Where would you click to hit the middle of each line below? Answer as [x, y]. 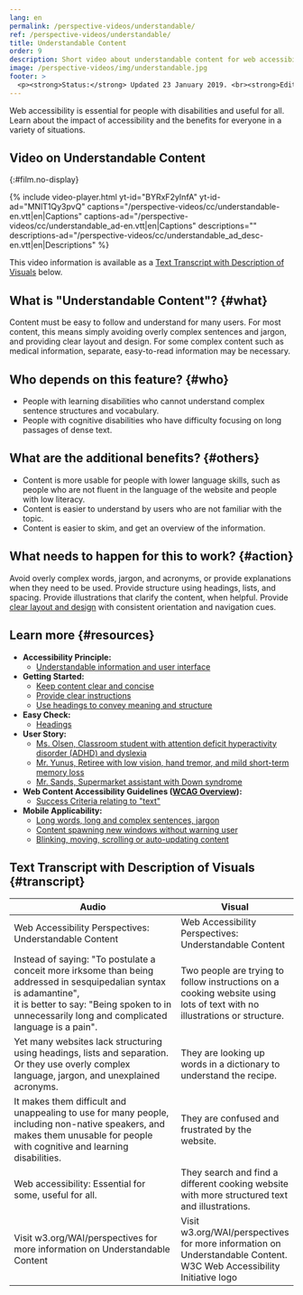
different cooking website [234, 1184]
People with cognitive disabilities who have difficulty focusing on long [152, 421]
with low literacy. [54, 499]
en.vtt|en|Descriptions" [53, 245]
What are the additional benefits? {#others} [134, 458]
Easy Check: [46, 715]
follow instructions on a [230, 982]
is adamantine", [47, 994]
